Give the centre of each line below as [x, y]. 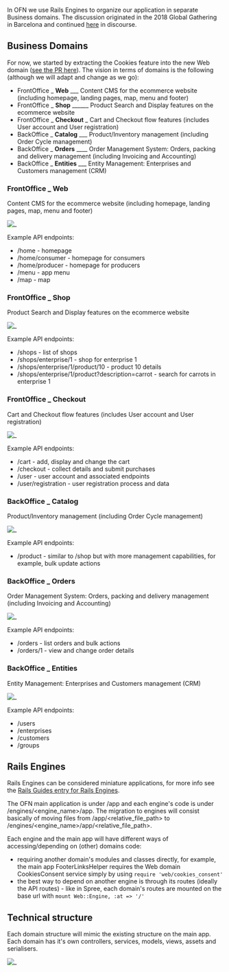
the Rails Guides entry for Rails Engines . [63, 790]
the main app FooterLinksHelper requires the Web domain [99, 867]
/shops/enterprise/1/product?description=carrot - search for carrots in [116, 374]
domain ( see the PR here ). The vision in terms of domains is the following [110, 70]
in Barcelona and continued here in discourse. [72, 24]
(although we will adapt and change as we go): [73, 77]
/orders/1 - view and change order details [75, 651]
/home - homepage [44, 251]
